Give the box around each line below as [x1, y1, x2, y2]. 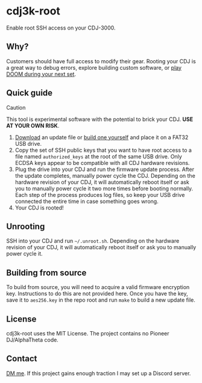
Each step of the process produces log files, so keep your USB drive [14, 191, 185, 198]
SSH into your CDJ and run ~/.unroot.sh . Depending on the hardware [6, 237, 180, 244]
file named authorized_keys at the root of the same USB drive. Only [14, 152, 182, 160]
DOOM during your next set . [6, 70, 77, 78]
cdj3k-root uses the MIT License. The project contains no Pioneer [6, 330, 170, 337]
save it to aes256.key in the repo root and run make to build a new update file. [6, 296, 196, 304]
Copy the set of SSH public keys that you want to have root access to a [14, 146, 192, 154]
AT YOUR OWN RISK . [6, 122, 60, 129]
